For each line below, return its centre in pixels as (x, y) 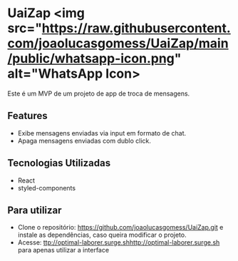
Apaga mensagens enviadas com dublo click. (84, 140)
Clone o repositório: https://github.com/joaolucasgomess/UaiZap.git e (120, 227)
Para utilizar (35, 210)
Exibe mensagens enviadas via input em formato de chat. (102, 133)
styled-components (47, 188)
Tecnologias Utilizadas (59, 163)
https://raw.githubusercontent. (136, 28)
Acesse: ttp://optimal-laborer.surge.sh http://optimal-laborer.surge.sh (119, 242)
